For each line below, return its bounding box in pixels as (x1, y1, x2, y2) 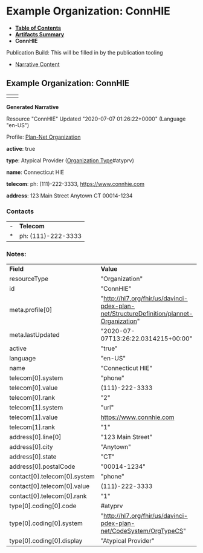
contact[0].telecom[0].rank (9, 492, 87, 500)
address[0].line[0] (9, 433, 62, 442)
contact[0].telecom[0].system (9, 472, 95, 481)
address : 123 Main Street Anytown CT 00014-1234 (6, 192, 133, 199)
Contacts (6, 207, 34, 216)
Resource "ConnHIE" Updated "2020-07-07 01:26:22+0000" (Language (6, 115, 186, 122)
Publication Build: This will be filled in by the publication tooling (6, 48, 163, 56)
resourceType (9, 274, 49, 283)
